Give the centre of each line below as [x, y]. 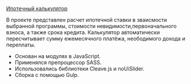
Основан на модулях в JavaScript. [58, 56]
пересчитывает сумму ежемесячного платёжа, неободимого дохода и [96, 38]
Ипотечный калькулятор [37, 9]
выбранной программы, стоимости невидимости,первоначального [91, 26]
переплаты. [21, 45]
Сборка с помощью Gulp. [47, 75]
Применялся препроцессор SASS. [58, 62]
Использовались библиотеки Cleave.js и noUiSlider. [80, 69]
